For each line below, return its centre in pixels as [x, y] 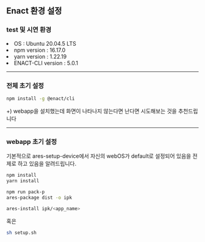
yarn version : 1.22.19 [41, 56]
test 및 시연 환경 [29, 30]
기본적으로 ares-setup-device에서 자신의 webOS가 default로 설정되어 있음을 [99, 156]
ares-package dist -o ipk [39, 198]
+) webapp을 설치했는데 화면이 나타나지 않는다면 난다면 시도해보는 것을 [92, 111]
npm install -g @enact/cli [41, 98]
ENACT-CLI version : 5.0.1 [46, 63]
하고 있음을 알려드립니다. [47, 164]
